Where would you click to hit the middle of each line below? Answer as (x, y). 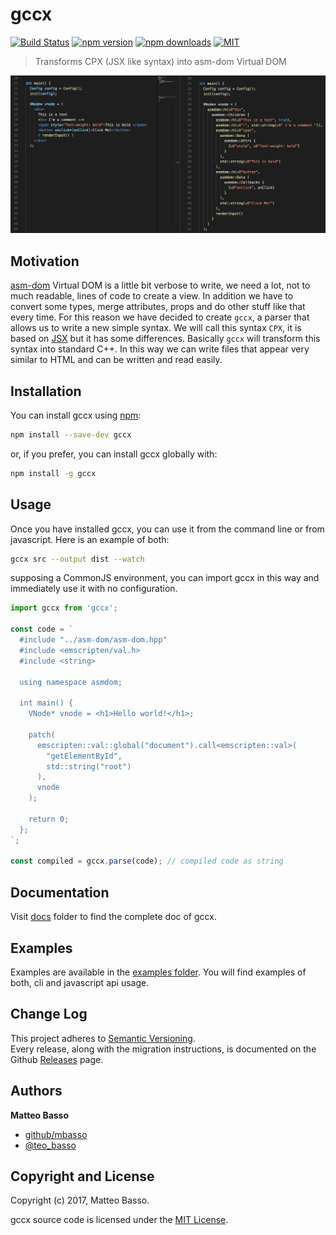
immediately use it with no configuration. (94, 589)
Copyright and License (82, 1176)
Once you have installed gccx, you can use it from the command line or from (167, 529)
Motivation (45, 261)
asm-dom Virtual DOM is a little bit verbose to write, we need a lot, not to (160, 285)
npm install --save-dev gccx (71, 435)
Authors (36, 1091)
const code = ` (42, 629)
